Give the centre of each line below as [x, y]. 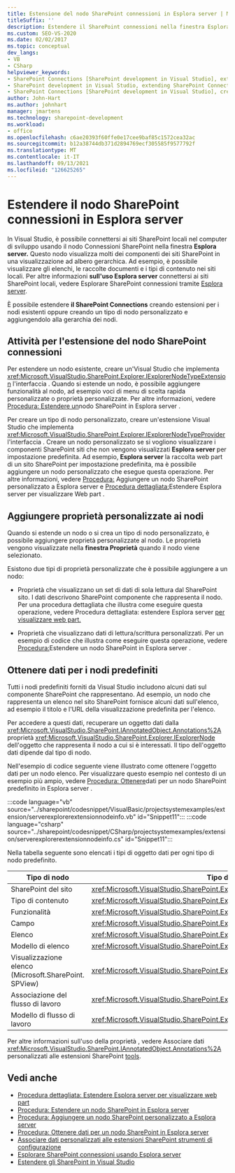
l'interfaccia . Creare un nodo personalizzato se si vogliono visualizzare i [112, 442]
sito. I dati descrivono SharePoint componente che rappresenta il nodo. [120, 597]
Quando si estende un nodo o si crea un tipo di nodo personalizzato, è [108, 533]
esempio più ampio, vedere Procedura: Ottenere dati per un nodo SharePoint [117, 781]
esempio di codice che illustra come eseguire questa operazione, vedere [122, 640]
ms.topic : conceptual [39, 46]
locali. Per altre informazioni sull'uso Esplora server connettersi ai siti [108, 276]
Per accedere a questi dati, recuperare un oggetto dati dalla [93, 723]
